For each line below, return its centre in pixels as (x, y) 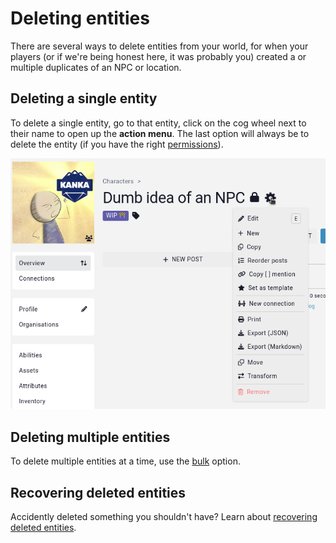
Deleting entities (80, 18)
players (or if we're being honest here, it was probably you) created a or (158, 56)
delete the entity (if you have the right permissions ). (117, 144)
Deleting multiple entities (90, 437)
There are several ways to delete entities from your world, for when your (159, 46)
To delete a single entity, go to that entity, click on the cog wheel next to (158, 123)
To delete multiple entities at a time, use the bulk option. (125, 461)
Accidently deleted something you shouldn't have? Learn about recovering (164, 516)
